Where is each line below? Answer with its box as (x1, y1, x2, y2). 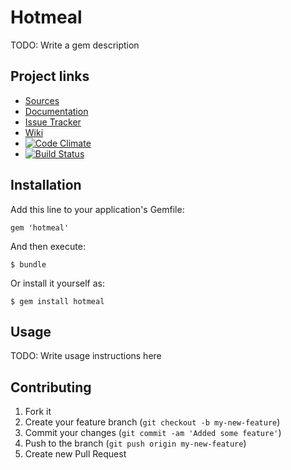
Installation (10, 177, 82, 194)
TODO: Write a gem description (10, 39, 140, 51)
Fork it (24, 406, 52, 418)
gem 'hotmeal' (10, 222, 70, 233)
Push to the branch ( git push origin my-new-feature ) (24, 437, 247, 450)
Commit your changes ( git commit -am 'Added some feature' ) (24, 427, 282, 439)
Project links (10, 68, 90, 85)
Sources (24, 94, 60, 106)
